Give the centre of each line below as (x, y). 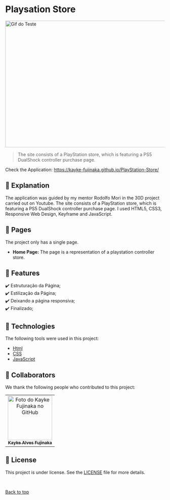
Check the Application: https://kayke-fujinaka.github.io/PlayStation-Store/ (82, 169)
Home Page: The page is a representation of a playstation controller (83, 252)
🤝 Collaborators (30, 375)
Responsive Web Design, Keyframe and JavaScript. (59, 214)
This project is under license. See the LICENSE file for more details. (75, 472)
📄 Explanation (27, 186)
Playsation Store (40, 9)
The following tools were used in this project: (52, 338)
